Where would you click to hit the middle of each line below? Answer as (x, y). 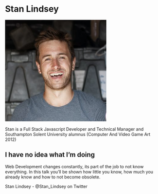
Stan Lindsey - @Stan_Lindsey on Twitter (46, 186)
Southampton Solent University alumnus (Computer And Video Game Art (78, 134)
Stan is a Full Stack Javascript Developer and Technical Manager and (74, 129)
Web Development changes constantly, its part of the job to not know (74, 166)
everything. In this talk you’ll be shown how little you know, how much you (79, 172)
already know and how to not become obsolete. (53, 177)
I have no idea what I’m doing (50, 155)
